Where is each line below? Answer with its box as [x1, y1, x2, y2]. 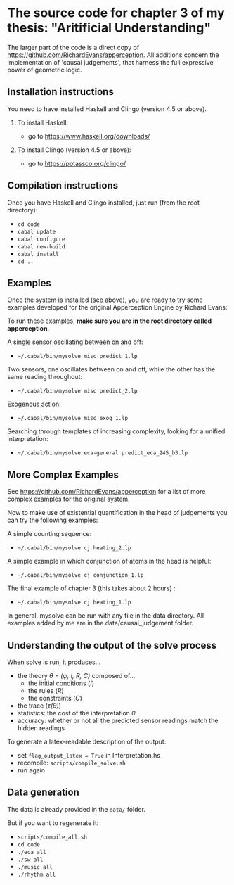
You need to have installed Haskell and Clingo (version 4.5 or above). [7, 104, 207, 113]
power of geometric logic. [7, 65, 82, 74]
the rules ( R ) [27, 687, 65, 694]
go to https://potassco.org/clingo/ [27, 159, 126, 167]
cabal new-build [17, 243, 65, 250]
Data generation [7, 787, 79, 798]
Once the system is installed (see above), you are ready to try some [7, 295, 203, 304]
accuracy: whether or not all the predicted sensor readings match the [17, 716, 219, 725]
